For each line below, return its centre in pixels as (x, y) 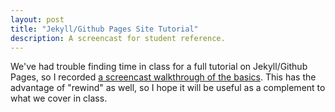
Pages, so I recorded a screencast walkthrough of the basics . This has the (163, 77)
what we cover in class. (59, 98)
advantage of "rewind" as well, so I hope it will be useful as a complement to (168, 88)
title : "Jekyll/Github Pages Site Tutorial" (104, 29)
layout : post (37, 19)
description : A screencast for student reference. (118, 38)
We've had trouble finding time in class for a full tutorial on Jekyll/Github (159, 67)
